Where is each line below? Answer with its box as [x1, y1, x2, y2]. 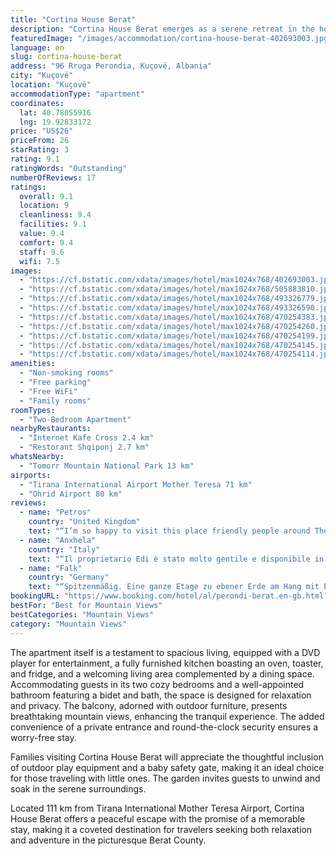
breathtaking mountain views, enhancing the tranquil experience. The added [10, 710, 325, 722]
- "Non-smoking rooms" [19, 368, 114, 378]
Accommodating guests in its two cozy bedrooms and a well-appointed [10, 678, 305, 690]
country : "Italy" [28, 544, 101, 555]
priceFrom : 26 [10, 136, 70, 146]
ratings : [10, 182, 47, 192]
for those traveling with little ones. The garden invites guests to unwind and [10, 772, 321, 784]
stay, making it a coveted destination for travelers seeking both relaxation [10, 823, 313, 835]
